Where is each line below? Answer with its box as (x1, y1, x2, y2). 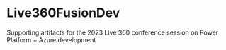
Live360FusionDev (6, 5, 120, 21)
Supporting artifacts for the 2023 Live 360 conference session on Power (6, 28, 219, 37)
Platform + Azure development (6, 35, 96, 44)
